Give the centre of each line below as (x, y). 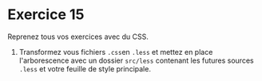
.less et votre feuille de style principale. (85, 68)
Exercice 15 (46, 15)
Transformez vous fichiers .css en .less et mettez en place (116, 52)
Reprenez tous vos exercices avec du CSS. (78, 37)
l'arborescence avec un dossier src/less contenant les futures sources (136, 60)
